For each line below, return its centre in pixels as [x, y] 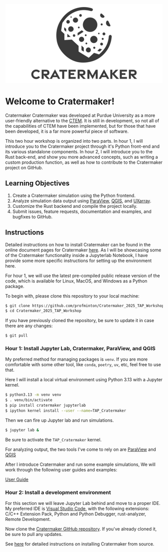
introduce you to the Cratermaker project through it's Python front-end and [82, 146]
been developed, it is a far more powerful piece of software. [67, 131]
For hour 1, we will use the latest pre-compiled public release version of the [82, 275]
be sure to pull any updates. [34, 534]
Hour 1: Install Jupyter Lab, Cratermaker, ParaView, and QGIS [80, 349]
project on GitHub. [24, 167]
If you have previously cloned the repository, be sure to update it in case [80, 321]
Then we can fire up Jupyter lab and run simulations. [59, 420]
